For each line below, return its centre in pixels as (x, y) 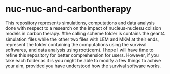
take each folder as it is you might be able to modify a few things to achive (83, 60)
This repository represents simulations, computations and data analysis (80, 23)
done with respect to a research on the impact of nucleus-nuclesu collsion (83, 28)
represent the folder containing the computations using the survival (76, 44)
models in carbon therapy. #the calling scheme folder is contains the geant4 (85, 33)
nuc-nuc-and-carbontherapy (68, 9)
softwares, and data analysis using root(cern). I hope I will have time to (79, 50)
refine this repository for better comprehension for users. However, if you (82, 55)
